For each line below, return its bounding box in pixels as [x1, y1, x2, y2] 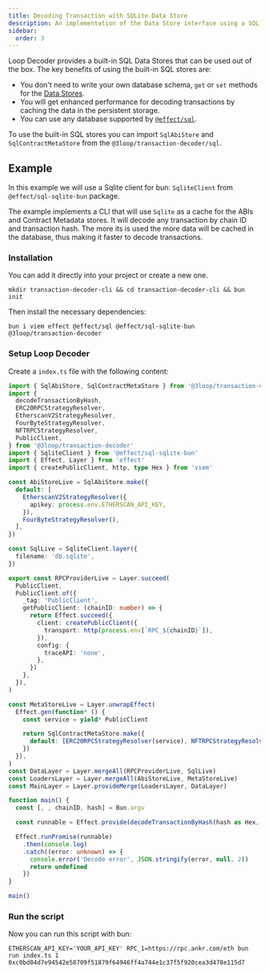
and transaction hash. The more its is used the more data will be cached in [8, 224, 255, 233]
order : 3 [15, 34, 45, 42]
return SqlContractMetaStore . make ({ [22, 730, 146, 738]
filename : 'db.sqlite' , [15, 552, 94, 561]
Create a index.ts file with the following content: [8, 366, 169, 376]
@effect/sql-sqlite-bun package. [8, 192, 120, 201]
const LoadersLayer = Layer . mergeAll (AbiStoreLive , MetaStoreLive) [8, 774, 239, 782]
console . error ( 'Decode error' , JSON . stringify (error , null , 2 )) [29, 855, 249, 863]
